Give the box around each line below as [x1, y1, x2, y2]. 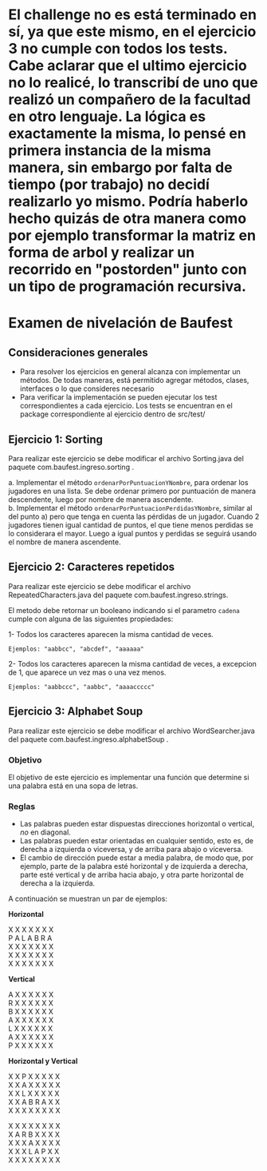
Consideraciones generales [8, 345, 149, 359]
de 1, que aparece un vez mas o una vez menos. [8, 667, 167, 677]
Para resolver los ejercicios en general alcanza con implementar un [19, 367, 241, 376]
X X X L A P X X [8, 1147, 60, 1157]
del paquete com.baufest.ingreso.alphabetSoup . [8, 734, 169, 744]
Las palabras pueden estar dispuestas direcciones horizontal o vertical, [19, 819, 255, 829]
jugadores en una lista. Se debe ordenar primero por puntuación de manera [8, 486, 257, 496]
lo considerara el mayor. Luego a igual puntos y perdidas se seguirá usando [8, 529, 257, 538]
